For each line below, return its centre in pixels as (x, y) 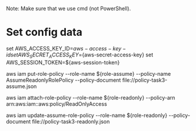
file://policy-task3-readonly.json (71, 121)
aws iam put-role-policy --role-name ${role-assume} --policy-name (89, 73)
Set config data (44, 32)
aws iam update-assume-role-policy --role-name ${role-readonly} (87, 115)
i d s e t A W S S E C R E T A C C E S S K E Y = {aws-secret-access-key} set (80, 55)
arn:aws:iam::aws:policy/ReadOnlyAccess (57, 104)
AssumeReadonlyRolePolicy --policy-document (64, 80)
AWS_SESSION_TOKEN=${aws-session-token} (63, 62)
